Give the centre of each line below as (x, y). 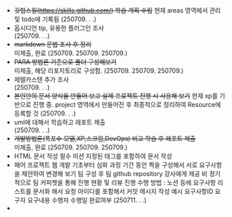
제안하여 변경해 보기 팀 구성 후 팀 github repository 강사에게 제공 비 (115, 174)
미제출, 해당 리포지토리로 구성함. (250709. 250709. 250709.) (99, 70)
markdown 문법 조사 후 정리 (53, 44)
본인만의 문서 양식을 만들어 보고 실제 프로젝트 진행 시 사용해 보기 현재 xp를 (116, 96)
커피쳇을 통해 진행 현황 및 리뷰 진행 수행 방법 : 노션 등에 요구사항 (128, 182)
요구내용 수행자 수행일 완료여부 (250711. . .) (87, 200)
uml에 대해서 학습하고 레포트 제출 (59, 122)
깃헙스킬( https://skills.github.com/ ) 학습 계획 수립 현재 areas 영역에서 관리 (117, 10)
